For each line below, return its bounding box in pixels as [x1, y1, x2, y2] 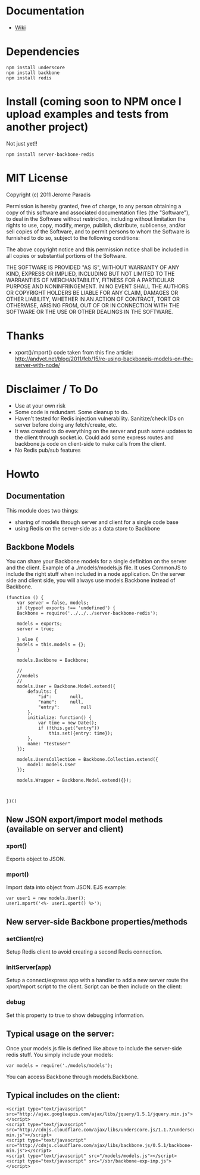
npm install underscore [6, 64, 65, 70]
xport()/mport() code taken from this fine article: [14, 349, 133, 356]
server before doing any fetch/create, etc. [14, 421, 118, 428]
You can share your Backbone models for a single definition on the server [6, 558, 187, 565]
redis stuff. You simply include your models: [6, 1051, 114, 1058]
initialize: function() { [27, 715, 92, 721]
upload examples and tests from [6, 107, 169, 121]
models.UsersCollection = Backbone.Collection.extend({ [17, 757, 159, 763]
